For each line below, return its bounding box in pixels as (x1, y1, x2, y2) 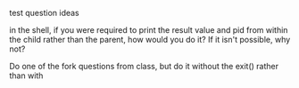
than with (9, 70, 44, 81)
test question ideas (9, 8, 80, 18)
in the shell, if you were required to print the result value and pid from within (9, 25, 288, 35)
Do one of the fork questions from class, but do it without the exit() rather (9, 61, 279, 71)
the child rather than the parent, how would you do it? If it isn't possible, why (9, 35, 291, 44)
